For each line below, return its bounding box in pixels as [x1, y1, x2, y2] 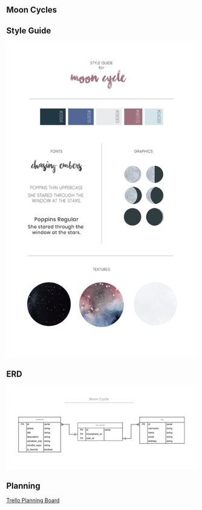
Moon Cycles [6, 5, 57, 15]
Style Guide [6, 25, 51, 36]
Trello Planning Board [6, 497, 60, 504]
